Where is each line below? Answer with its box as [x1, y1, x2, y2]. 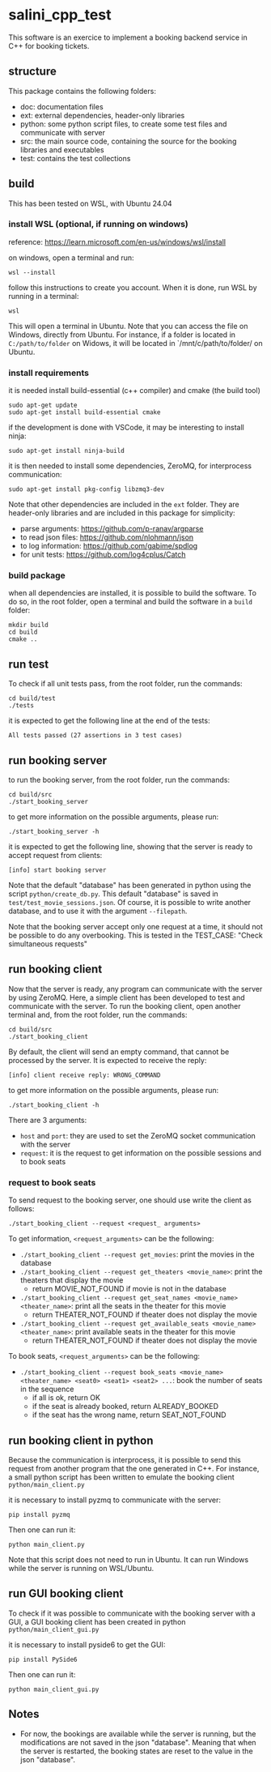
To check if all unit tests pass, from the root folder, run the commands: [8, 679, 243, 689]
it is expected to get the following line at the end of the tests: [8, 715, 210, 726]
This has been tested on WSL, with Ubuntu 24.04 [8, 199, 172, 208]
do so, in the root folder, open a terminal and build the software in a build [8, 597, 253, 607]
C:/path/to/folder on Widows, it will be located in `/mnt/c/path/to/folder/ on [8, 338, 263, 348]
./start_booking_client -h [8, 1100, 100, 1109]
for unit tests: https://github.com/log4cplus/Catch [19, 549, 186, 560]
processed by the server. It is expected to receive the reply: [8, 1055, 207, 1065]
